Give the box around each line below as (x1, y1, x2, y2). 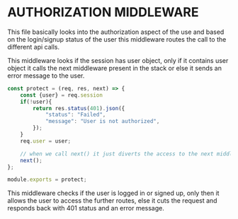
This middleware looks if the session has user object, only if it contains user (7, 56, 229, 64)
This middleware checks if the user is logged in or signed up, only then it (7, 189, 220, 198)
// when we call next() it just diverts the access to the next (20, 150, 214, 158)
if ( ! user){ (20, 98, 52, 105)
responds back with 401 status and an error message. (7, 204, 165, 213)
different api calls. (7, 42, 60, 51)
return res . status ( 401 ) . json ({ (33, 105, 125, 112)
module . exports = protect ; (7, 176, 87, 184)
